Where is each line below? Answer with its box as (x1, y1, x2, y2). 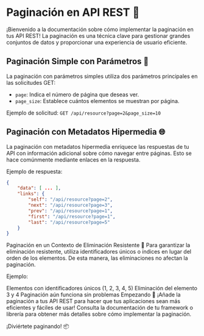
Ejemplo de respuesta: (6, 168, 63, 175)
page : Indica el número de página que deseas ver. (15, 91, 139, 98)
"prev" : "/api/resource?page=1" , (28, 207, 113, 214)
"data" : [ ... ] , (17, 185, 62, 191)
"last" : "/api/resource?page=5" (28, 219, 111, 225)
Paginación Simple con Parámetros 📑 (6, 56, 149, 66)
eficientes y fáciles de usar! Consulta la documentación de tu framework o (6, 304, 194, 312)
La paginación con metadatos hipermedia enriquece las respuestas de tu (6, 143, 189, 150)
